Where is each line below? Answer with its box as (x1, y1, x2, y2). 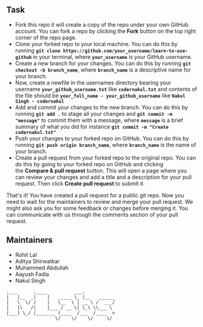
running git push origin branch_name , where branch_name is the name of (15, 141, 196, 148)
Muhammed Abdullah (15, 264, 69, 271)
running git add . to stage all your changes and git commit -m (15, 110, 173, 117)
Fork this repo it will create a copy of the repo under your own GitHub (15, 21, 189, 28)
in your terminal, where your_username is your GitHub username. (33, 53, 193, 60)
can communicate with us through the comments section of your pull (6, 211, 179, 218)
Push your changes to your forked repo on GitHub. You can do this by (15, 135, 189, 142)
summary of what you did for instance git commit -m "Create (15, 123, 169, 130)
